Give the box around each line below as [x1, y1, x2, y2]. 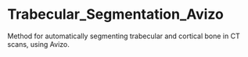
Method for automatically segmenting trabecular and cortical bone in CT [7, 31, 240, 41]
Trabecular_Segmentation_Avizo [7, 5, 225, 23]
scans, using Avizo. [7, 39, 70, 48]
